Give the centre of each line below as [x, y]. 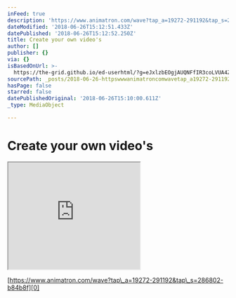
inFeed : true [26, 14]
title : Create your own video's [54, 40]
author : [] [23, 46]
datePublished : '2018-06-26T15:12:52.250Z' [72, 33]
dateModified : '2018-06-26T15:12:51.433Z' [70, 27]
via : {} [19, 60]
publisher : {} [28, 53]
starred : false [29, 92]
